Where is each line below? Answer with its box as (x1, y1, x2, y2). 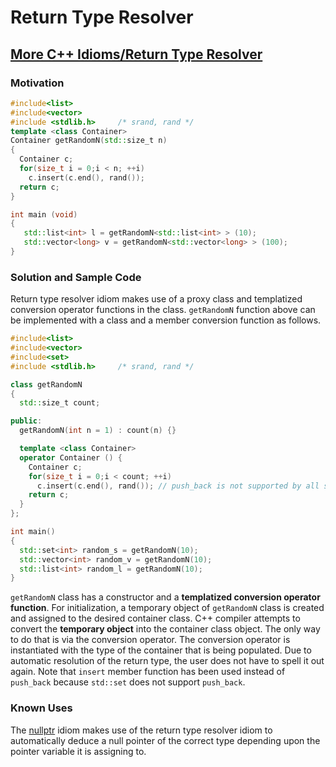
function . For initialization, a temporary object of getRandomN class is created (10, 602, 325, 614)
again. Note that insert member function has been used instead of (10, 666, 286, 678)
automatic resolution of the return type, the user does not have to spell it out (10, 655, 325, 667)
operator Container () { (19, 452, 123, 463)
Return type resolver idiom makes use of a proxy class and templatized (10, 293, 303, 305)
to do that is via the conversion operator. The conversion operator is (10, 634, 291, 646)
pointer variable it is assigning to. (10, 745, 147, 757)
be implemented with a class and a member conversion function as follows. (10, 314, 322, 326)
